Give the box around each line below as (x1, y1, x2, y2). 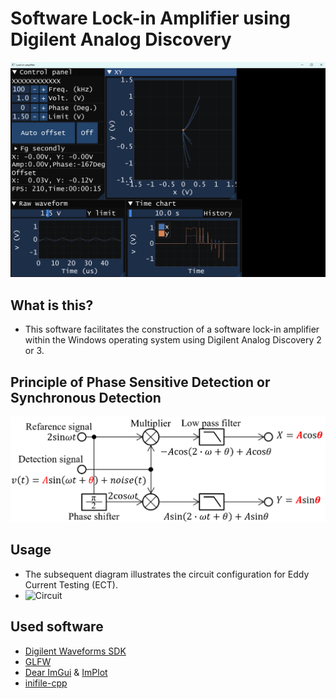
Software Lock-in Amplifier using (10, 7, 292, 30)
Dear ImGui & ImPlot (24, 666, 108, 678)
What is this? (10, 297, 94, 314)
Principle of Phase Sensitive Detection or (10, 373, 271, 391)
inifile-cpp (24, 677, 68, 689)
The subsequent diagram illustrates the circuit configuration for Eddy (24, 568, 310, 580)
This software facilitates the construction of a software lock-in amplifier (24, 323, 320, 336)
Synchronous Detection (10, 389, 162, 406)
